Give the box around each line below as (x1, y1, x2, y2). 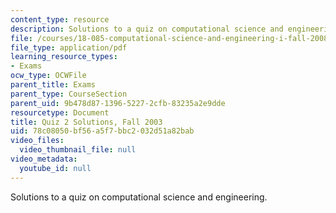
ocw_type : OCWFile (10, 71, 87, 81)
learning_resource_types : (10, 52, 118, 62)
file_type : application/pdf (10, 42, 128, 53)
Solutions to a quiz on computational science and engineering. (10, 191, 268, 203)
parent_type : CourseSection (10, 89, 128, 99)
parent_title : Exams (10, 80, 97, 90)
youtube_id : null (19, 163, 92, 173)
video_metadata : (10, 154, 78, 164)
